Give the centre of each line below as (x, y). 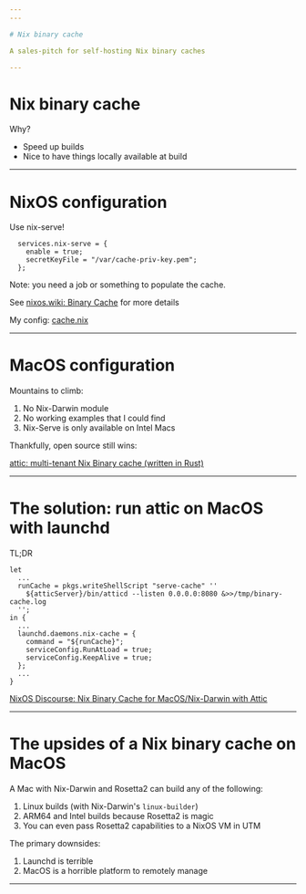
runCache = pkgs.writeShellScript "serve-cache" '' (118, 586)
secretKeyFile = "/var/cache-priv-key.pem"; (112, 260)
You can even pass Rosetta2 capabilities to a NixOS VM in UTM (142, 826)
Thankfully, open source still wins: (73, 446)
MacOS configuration (92, 365)
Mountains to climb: (46, 391)
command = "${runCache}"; (75, 642)
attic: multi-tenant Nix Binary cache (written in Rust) (107, 463)
